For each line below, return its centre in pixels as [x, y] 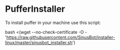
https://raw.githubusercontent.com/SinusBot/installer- [61, 37]
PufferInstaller [35, 9]
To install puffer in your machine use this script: [53, 23]
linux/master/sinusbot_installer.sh [39, 42]
